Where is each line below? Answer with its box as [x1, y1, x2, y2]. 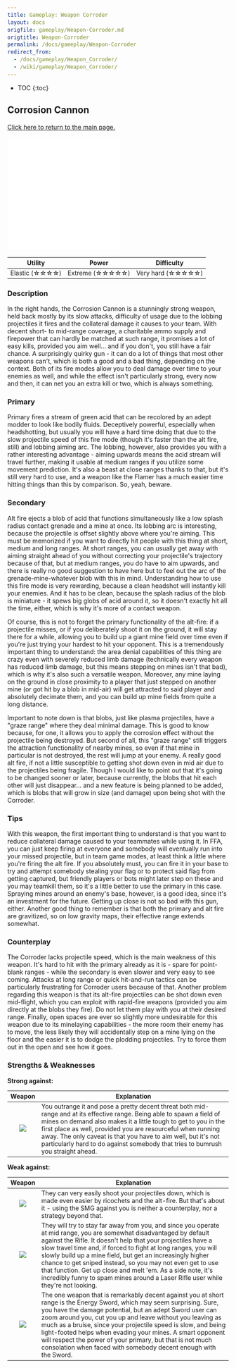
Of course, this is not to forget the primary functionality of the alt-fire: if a [7, 617, 219, 626]
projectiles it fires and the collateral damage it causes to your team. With [7, 319, 217, 328]
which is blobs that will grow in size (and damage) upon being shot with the [7, 788, 225, 796]
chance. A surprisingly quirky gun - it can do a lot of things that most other [7, 350, 223, 358]
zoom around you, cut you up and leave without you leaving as [41, 1313, 222, 1321]
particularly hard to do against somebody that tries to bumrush [41, 1140, 223, 1148]
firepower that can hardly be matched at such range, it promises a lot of [7, 335, 216, 343]
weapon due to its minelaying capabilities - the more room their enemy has [7, 1021, 224, 1029]
